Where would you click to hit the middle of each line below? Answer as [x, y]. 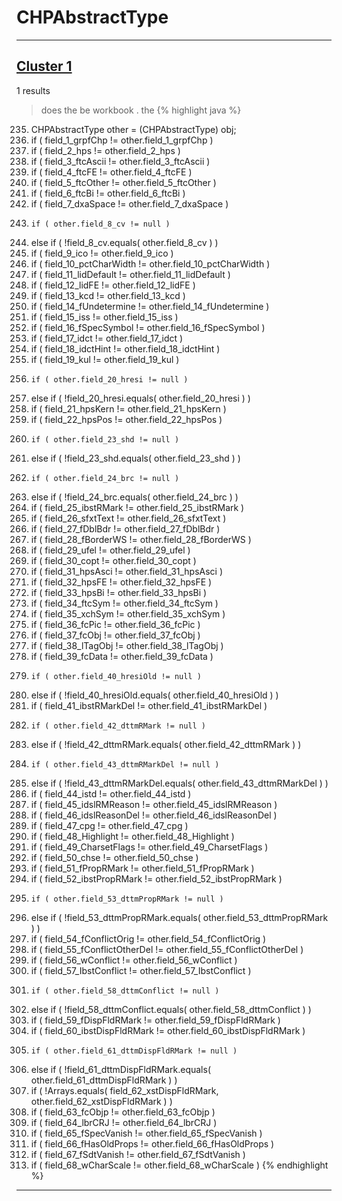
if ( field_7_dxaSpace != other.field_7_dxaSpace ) [129, 203]
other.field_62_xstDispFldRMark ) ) [101, 1101]
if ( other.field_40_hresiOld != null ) [116, 676]
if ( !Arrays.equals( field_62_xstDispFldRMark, [124, 1090]
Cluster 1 [44, 66]
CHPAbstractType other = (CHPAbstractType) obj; [133, 129]
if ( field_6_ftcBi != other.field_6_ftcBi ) [108, 193]
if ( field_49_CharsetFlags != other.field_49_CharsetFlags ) [149, 847]
